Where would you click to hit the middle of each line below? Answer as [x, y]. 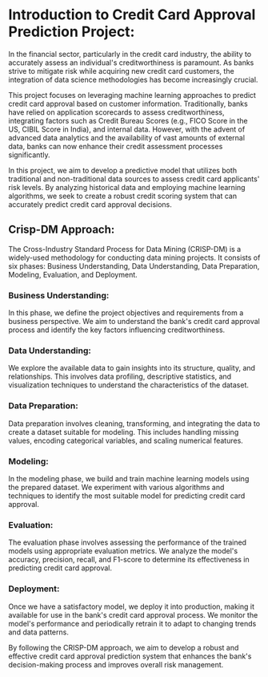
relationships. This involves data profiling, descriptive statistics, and [120, 377]
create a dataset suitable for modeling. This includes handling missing [124, 432]
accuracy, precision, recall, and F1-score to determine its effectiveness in [129, 560]
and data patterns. [39, 632]
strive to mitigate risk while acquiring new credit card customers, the [121, 71]
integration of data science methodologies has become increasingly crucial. [133, 79]
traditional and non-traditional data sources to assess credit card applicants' [134, 179]
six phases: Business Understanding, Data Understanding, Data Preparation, [134, 266]
